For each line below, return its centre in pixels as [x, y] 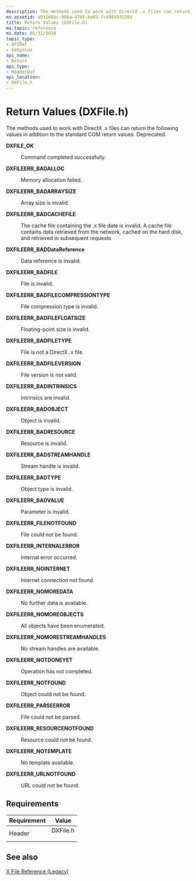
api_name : [18, 55]
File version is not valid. [49, 375]
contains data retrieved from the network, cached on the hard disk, [102, 232]
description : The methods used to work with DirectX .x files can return [98, 11]
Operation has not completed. [57, 671]
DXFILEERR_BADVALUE [35, 500]
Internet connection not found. [58, 580]
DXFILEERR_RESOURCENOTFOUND [50, 728]
